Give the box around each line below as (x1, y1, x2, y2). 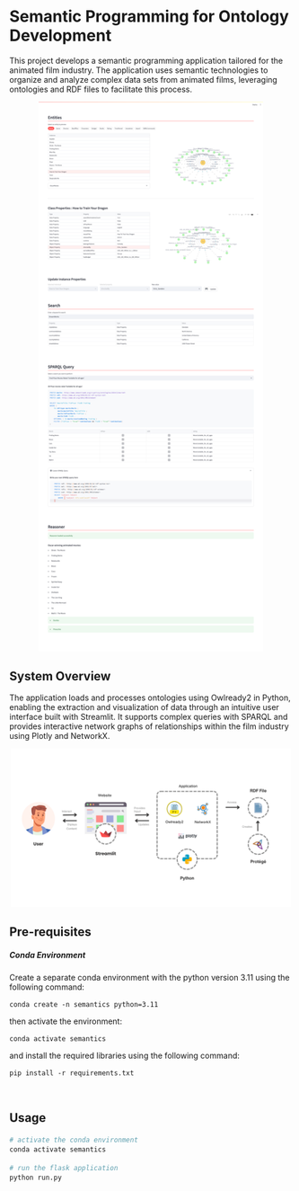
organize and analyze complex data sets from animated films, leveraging (9, 74, 278, 84)
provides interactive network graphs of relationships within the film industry (9, 721, 289, 732)
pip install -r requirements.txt (9, 1068, 135, 1078)
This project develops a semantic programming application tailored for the (9, 55, 284, 66)
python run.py (9, 1173, 63, 1183)
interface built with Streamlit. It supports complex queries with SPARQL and (9, 712, 288, 723)
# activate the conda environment (9, 1135, 139, 1144)
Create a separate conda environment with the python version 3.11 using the (9, 972, 290, 982)
